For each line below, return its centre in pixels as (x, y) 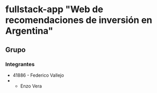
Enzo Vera (31, 86)
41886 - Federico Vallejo (38, 75)
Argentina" (29, 31)
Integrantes (20, 64)
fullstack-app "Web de (54, 9)
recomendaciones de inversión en (79, 20)
